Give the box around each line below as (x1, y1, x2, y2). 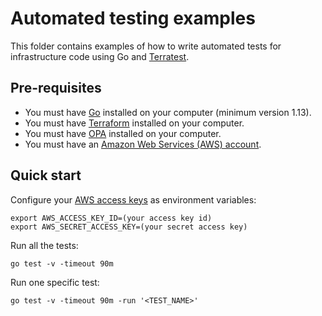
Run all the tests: (10, 239, 79, 251)
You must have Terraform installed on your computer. (24, 117, 245, 129)
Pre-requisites (10, 80, 102, 97)
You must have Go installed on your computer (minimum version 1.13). (24, 106, 312, 118)
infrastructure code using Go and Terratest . (10, 50, 190, 62)
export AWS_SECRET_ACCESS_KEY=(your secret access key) (10, 222, 248, 232)
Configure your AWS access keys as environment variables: (10, 193, 257, 206)
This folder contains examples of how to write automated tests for (10, 40, 282, 52)
